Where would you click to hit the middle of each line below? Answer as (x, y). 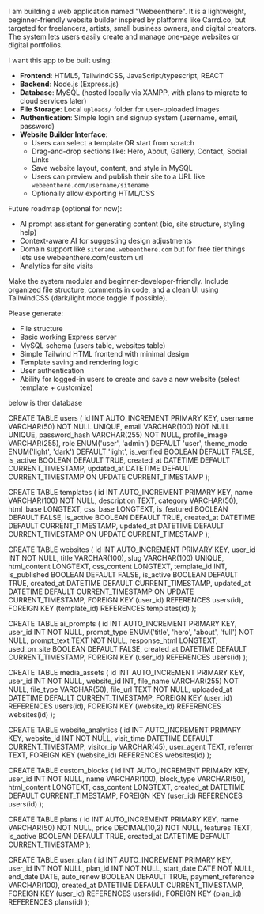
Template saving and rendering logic (79, 362)
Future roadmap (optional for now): (65, 208)
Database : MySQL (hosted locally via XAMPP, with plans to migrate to (134, 93)
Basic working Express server (68, 337)
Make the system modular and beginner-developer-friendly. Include (119, 281)
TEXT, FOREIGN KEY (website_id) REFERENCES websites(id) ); (110, 755)
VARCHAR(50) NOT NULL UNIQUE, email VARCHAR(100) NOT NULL (119, 427)
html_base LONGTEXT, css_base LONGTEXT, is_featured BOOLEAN (118, 509)
